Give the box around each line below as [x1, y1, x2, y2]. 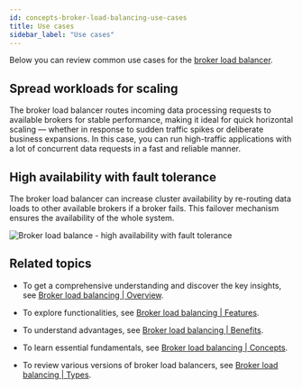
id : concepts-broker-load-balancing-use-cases [9, 13, 188, 23]
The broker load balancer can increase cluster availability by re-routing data [9, 193, 291, 204]
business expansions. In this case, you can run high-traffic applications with [9, 134, 292, 144]
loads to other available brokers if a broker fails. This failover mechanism [9, 203, 279, 213]
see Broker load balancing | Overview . [22, 290, 164, 301]
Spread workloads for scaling [9, 80, 178, 96]
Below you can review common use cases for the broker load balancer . [9, 55, 273, 66]
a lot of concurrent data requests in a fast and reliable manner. [9, 144, 242, 154]
